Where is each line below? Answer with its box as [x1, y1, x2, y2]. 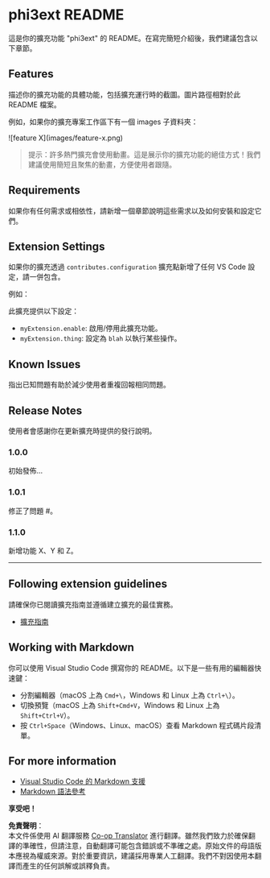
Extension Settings [8, 239, 105, 253]
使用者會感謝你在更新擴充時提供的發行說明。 [8, 426, 157, 436]
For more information [8, 754, 117, 768]
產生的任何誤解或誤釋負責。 [22, 861, 114, 871]
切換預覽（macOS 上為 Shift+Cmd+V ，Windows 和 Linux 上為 [19, 700, 220, 710]
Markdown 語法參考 [19, 787, 86, 797]
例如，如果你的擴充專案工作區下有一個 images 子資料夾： [8, 117, 198, 126]
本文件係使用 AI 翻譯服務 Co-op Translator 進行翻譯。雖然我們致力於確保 [8, 831, 249, 841]
